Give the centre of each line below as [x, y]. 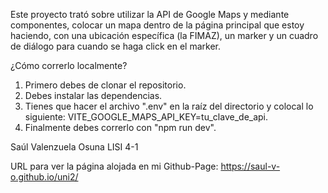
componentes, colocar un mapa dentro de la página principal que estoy [157, 25]
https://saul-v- [250, 166]
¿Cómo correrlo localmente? [69, 65]
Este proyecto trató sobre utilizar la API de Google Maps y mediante [150, 14]
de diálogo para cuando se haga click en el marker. [115, 46]
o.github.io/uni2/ [44, 177]
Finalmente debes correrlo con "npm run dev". [120, 127]
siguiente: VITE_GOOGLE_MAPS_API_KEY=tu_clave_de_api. [146, 117]
